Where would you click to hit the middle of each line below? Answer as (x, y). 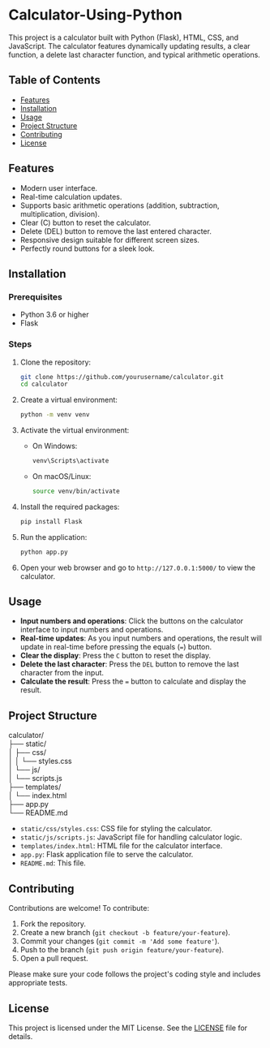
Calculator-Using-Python (95, 15)
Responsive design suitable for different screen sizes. (110, 239)
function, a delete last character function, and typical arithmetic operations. (135, 54)
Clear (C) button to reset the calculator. (86, 222)
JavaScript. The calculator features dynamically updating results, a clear (129, 45)
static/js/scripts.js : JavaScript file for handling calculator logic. (131, 837)
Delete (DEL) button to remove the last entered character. (116, 231)
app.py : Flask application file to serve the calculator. (107, 855)
